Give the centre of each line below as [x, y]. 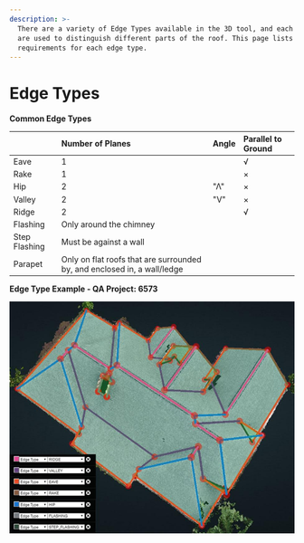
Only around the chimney [108, 224]
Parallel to [262, 138]
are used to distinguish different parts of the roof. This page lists [156, 38]
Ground [258, 148]
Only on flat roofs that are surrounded [131, 259]
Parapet [28, 264]
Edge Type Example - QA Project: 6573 [84, 289]
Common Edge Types [51, 119]
